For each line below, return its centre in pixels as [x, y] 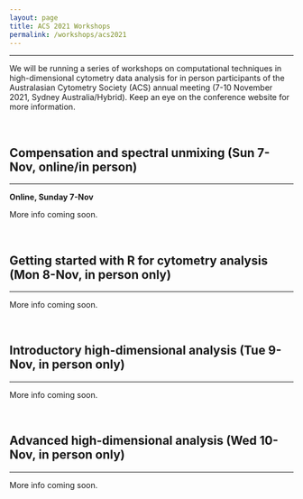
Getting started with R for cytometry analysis [139, 260]
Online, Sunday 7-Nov [51, 197]
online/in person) [88, 166]
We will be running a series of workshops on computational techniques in [146, 69]
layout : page [34, 18]
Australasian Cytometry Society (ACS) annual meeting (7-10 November [141, 88]
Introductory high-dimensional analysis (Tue [138, 351]
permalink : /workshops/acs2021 [68, 34]
